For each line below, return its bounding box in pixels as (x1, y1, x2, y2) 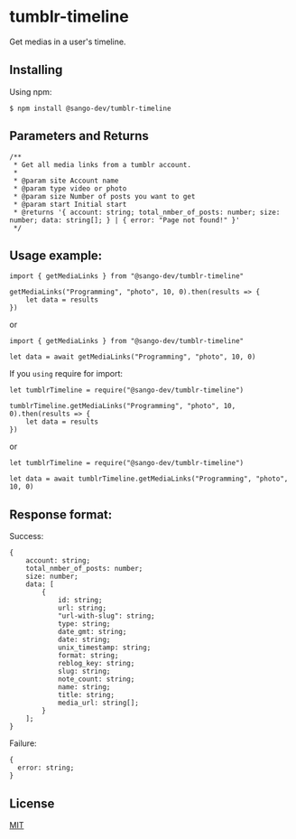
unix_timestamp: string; (57, 643, 152, 652)
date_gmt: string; (57, 628, 127, 637)
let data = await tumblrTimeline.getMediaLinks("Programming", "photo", (9, 474, 289, 484)
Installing (9, 62, 63, 78)
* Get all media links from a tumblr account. (13, 160, 192, 169)
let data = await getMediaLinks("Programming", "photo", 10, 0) (9, 352, 256, 362)
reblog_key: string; (57, 659, 135, 668)
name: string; (57, 683, 111, 692)
